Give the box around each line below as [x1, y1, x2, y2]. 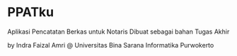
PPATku [7, 4, 54, 20]
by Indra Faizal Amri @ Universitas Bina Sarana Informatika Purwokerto [7, 41, 214, 49]
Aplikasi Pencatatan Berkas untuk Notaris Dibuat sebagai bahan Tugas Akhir [7, 27, 230, 36]
